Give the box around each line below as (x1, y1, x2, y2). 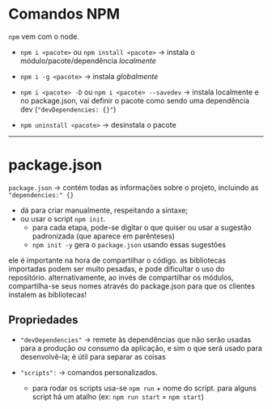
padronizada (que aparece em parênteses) (32, 231, 176, 241)
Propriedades (8, 313, 79, 327)
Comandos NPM (8, 5, 120, 23)
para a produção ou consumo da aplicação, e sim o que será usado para (19, 343, 263, 352)
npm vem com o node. (8, 32, 79, 41)
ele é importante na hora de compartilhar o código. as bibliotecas (8, 255, 227, 265)
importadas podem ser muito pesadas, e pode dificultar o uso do (8, 264, 225, 273)
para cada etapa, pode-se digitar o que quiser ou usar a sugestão (32, 222, 253, 232)
